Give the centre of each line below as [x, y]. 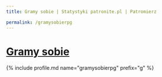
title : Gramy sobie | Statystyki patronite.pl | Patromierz [82, 12]
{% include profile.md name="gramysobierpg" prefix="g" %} [80, 68]
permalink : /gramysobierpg [39, 22]
